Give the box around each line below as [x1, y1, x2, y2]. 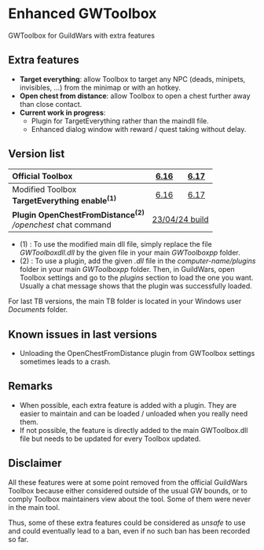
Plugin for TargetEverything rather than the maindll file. [31, 115, 210, 126]
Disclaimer [8, 456, 62, 470]
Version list [8, 147, 65, 161]
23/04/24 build [152, 214, 209, 225]
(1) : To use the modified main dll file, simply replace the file [19, 240, 212, 249]
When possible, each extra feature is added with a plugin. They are [19, 400, 237, 409]
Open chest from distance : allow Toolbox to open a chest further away [19, 91, 251, 101]
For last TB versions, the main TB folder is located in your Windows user [8, 296, 242, 306]
